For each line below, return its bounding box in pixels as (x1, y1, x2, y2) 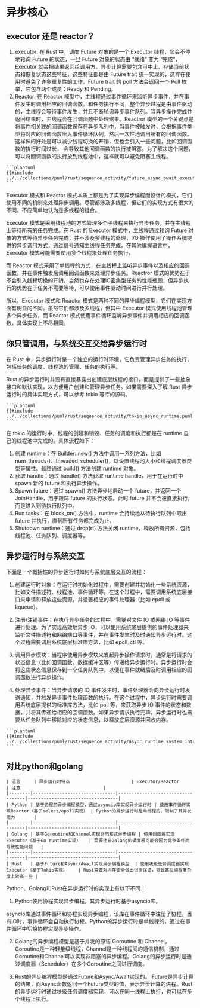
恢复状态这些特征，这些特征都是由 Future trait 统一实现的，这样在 (25, 71, 186, 78)
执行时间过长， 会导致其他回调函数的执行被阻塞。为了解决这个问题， (25, 145, 194, 152)
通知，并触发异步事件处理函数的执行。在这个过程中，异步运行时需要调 (20, 694, 192, 701)
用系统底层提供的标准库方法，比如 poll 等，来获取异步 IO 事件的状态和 (14, 701, 186, 708)
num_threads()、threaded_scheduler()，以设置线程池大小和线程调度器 (14, 457, 187, 464)
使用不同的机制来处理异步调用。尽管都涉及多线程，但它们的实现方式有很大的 (6, 199, 194, 206)
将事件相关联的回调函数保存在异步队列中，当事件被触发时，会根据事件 (14, 123, 187, 130)
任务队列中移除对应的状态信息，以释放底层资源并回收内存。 (25, 716, 171, 723)
